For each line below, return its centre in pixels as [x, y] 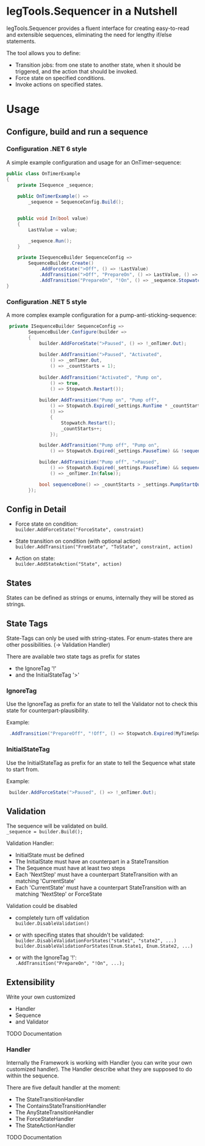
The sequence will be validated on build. [57, 826]
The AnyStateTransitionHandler [54, 1112]
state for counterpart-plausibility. [48, 710]
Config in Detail [36, 509]
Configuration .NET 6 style [47, 149]
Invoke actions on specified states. [59, 84]
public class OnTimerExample [43, 173]
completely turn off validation [52, 918]
